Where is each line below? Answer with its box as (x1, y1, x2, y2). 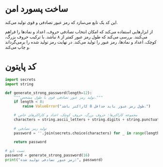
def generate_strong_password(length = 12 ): (5, 91, 92, 95)
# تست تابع (5, 149, 25, 153)
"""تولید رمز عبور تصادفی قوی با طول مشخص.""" (14, 95, 103, 100)
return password (14, 139, 47, 145)
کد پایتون (5, 61, 36, 72)
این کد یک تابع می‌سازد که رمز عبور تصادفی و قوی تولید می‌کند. (5, 19, 118, 25)
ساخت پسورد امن (5, 3, 68, 15)
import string (5, 81, 34, 87)
